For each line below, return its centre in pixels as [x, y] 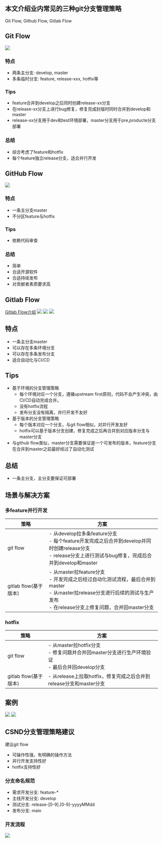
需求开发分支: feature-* [35, 792]
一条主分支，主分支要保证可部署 [44, 478]
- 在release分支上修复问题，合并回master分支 [101, 607]
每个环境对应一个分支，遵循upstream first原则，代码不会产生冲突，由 [89, 394]
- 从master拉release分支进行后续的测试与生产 [101, 593]
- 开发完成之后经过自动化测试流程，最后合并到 [102, 580]
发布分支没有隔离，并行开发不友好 [53, 412]
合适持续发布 [25, 278]
